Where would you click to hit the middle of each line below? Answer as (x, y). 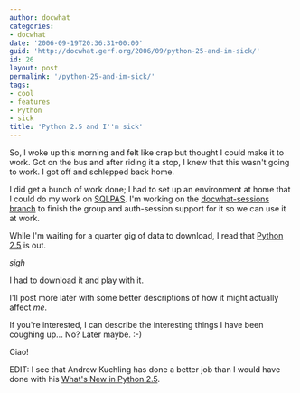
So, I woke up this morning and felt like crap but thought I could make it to (147, 153)
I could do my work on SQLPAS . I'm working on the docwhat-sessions (140, 199)
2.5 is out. (28, 245)
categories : (32, 26)
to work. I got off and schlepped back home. (92, 172)
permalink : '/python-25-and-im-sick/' (82, 77)
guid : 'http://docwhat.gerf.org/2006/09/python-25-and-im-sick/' (135, 51)
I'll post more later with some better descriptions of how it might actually (144, 298)
